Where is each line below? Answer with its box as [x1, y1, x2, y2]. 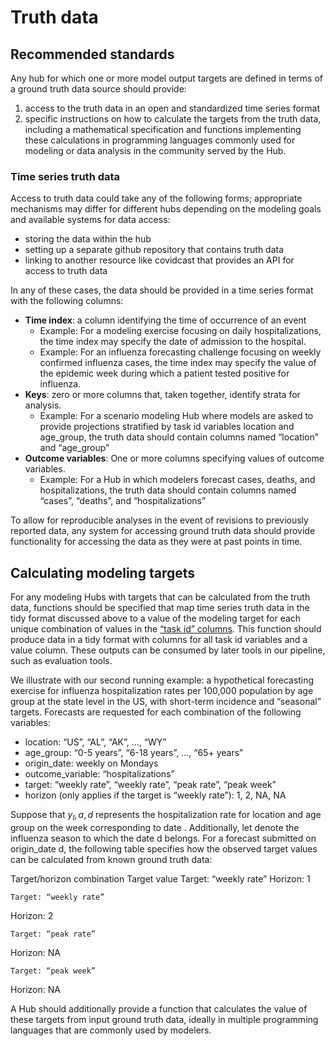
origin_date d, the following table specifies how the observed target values [10, 842, 318, 855]
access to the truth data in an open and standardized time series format [24, 102, 321, 114]
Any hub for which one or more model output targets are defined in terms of [10, 72, 323, 84]
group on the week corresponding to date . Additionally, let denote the [10, 821, 300, 833]
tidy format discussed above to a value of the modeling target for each [10, 612, 302, 625]
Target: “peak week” [10, 966, 97, 976]
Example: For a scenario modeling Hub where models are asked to [39, 410, 314, 422]
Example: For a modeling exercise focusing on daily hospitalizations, [39, 325, 322, 337]
